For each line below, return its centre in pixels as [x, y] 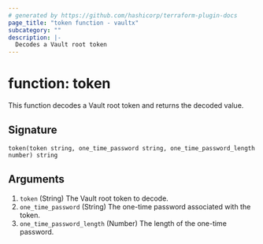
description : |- [35, 37]
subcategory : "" [35, 30]
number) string [33, 155]
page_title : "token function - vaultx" [74, 23]
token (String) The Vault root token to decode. [94, 198]
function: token [59, 84]
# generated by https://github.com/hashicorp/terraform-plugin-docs [123, 15]
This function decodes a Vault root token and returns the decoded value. [126, 105]
